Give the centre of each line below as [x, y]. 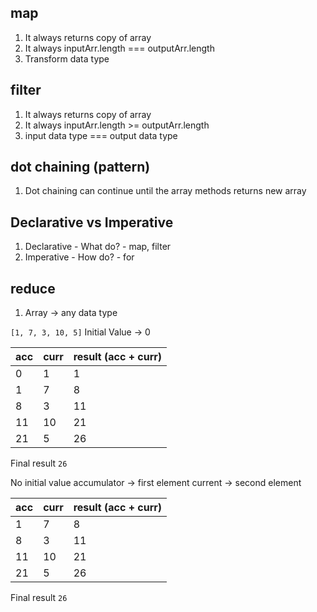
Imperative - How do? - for [79, 257]
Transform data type [67, 58]
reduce [33, 288]
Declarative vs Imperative [92, 222]
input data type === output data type [101, 135]
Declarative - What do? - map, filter [98, 247]
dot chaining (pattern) [80, 167]
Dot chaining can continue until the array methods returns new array [165, 191]
